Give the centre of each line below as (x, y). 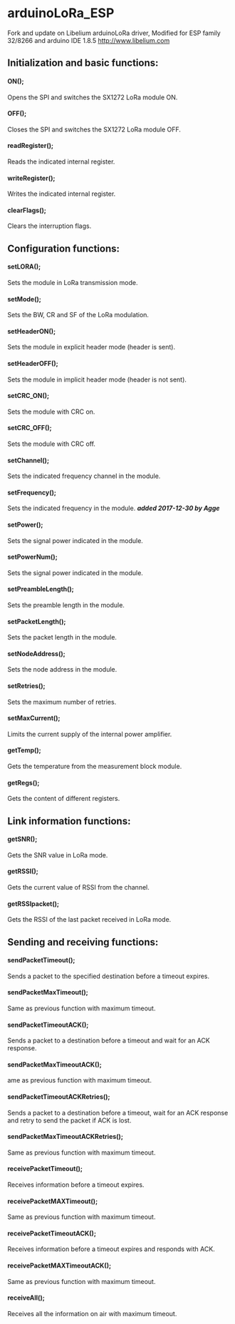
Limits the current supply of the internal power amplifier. (90, 734)
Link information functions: (69, 821)
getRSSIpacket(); (33, 904)
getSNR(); (22, 839)
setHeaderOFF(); (33, 363)
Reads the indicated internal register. (61, 161)
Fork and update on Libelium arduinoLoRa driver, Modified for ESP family (114, 33)
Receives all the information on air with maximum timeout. (92, 1313)
